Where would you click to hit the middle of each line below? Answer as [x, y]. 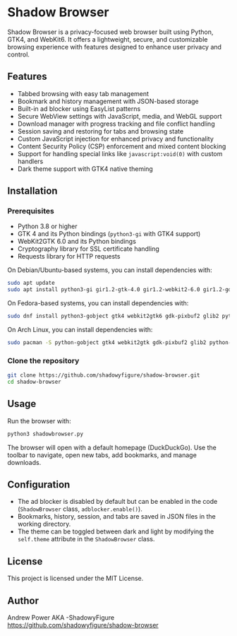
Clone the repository [43, 360]
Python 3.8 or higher [47, 226]
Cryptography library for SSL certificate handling [89, 249]
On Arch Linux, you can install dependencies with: [80, 330]
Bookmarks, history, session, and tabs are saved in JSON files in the [117, 517]
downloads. [24, 462]
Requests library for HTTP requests [69, 257]
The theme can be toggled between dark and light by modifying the [116, 531]
